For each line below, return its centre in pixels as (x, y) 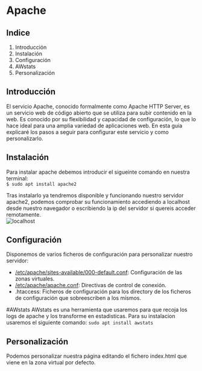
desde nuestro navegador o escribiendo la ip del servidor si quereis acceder (101, 208)
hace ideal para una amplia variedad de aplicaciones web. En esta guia (94, 125)
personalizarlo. (25, 138)
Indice (18, 33)
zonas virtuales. (35, 279)
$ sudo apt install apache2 (42, 184)
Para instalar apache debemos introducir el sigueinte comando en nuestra (98, 172)
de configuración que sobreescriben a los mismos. (78, 298)
